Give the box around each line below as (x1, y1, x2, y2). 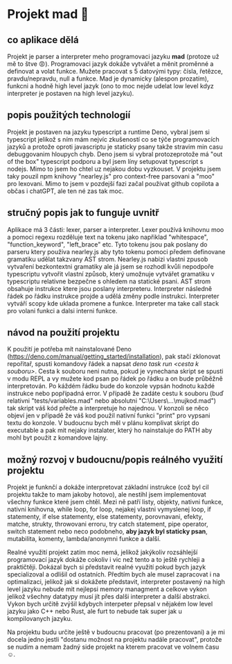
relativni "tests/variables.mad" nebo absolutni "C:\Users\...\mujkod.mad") (7, 397, 217, 405)
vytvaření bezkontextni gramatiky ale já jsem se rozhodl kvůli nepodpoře (7, 262, 214, 270)
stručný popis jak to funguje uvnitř (7, 207, 159, 219)
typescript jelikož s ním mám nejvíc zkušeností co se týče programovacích (7, 135, 220, 143)
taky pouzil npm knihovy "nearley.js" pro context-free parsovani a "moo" (7, 172, 215, 180)
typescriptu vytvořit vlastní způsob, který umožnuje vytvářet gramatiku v (7, 269, 215, 278)
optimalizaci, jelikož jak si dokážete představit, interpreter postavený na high (7, 578, 225, 586)
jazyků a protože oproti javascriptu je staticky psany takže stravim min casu (7, 142, 223, 151)
